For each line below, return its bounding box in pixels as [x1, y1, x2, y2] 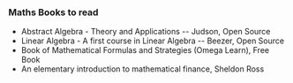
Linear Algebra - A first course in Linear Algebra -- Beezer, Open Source [20, 35, 284, 46]
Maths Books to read [8, 6, 99, 19]
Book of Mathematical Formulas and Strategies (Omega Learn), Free [20, 45, 270, 56]
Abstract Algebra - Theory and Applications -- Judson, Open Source [20, 26, 271, 37]
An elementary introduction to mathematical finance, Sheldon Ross [20, 64, 265, 74]
